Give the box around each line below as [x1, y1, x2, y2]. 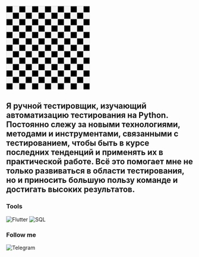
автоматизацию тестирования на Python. [6, 110, 169, 120]
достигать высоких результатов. [6, 185, 135, 195]
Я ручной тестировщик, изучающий [6, 101, 147, 111]
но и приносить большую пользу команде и [6, 175, 178, 185]
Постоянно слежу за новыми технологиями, [6, 119, 181, 130]
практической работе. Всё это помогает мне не [6, 157, 193, 167]
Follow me [6, 230, 37, 239]
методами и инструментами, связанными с [6, 129, 179, 139]
